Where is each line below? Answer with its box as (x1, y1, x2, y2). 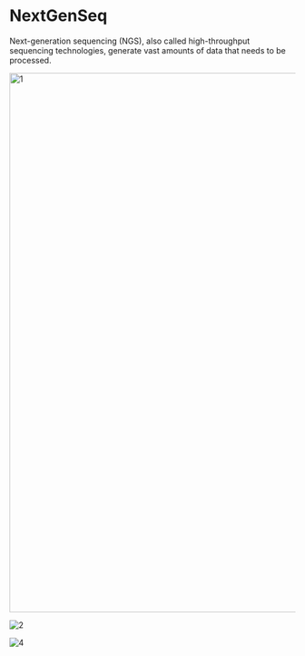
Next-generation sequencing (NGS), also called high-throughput (9, 35, 251, 46)
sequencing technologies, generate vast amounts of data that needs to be (9, 44, 286, 55)
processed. (9, 54, 52, 65)
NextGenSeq (9, 5, 108, 26)
